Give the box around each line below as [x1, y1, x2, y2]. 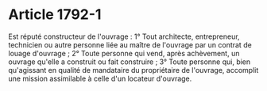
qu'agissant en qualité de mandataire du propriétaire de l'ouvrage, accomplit [8, 65, 259, 74]
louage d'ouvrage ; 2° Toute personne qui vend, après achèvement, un [8, 48, 240, 58]
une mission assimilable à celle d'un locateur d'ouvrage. [8, 74, 192, 83]
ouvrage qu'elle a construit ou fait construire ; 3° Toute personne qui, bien [8, 57, 251, 66]
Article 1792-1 [8, 6, 102, 24]
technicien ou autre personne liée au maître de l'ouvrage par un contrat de [8, 40, 252, 49]
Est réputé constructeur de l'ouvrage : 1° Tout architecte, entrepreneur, [8, 32, 240, 41]
